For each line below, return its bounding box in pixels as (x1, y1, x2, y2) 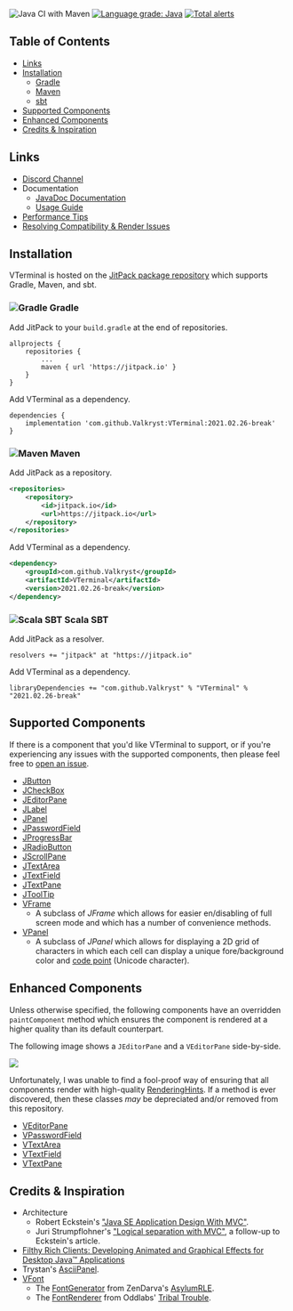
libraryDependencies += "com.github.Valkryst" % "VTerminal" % (9, 684, 249, 692)
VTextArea (21, 1139, 61, 1150)
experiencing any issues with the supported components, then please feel (9, 749, 281, 759)
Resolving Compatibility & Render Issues (21, 221, 170, 231)
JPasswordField (21, 822, 82, 833)
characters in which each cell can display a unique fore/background (35, 945, 284, 956)
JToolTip (21, 888, 55, 899)
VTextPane (21, 1158, 62, 1169)
